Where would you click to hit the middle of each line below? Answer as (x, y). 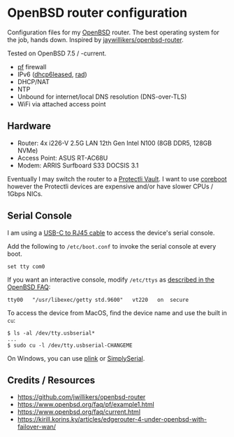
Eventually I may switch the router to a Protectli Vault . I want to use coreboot (117, 179)
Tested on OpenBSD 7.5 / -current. (57, 53)
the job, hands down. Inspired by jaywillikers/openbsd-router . (95, 39)
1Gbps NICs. (25, 193)
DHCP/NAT (34, 81)
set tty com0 (26, 266)
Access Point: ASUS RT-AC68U (63, 158)
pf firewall (32, 67)
